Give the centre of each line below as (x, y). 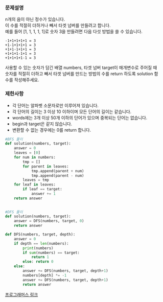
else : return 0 (38, 262)
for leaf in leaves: (35, 185)
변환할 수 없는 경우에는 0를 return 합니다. (52, 130)
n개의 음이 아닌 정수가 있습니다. (35, 19)
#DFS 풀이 (14, 212)
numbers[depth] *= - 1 (45, 275)
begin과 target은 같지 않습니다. (42, 124)
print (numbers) (38, 248)
